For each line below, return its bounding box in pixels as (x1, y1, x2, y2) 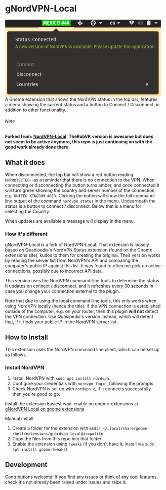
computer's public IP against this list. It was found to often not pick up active (5, 262, 161, 268)
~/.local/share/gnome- (103, 426, 150, 431)
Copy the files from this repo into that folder (12, 436, 102, 442)
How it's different (5, 230, 48, 237)
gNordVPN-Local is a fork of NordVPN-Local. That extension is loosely (5, 242, 149, 247)
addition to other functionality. (5, 107, 67, 113)
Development (5, 461, 48, 469)
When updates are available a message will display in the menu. (5, 218, 135, 224)
